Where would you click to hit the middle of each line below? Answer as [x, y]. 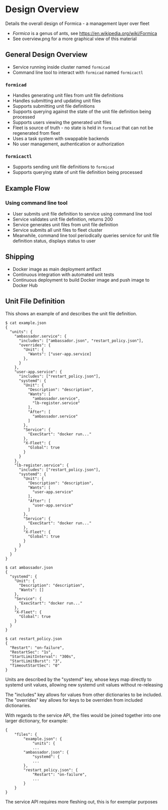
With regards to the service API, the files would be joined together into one [83, 715]
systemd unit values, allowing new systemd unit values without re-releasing [84, 684]
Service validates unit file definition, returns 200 [63, 219]
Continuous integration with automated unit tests [63, 274]
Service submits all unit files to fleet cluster [57, 230]
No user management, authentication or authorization [68, 144]
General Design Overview [46, 55]
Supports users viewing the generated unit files [62, 123]
